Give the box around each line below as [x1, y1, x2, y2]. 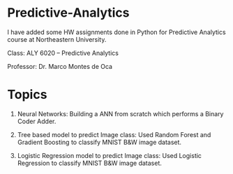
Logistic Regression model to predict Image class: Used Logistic [17, 151, 202, 159]
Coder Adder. [17, 117, 57, 125]
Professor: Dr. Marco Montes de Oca [7, 62, 113, 70]
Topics [7, 87, 47, 102]
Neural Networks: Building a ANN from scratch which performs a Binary [17, 109, 224, 118]
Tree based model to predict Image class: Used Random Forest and [17, 130, 211, 139]
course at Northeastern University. [7, 35, 107, 43]
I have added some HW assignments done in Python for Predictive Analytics [7, 28, 226, 36]
